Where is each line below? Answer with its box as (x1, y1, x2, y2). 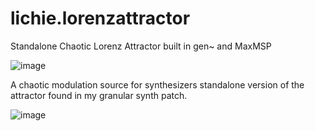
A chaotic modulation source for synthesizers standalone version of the (10, 78, 305, 91)
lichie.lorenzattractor (10, 7, 191, 30)
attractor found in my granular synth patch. (10, 89, 188, 101)
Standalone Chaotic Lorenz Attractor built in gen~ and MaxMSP (10, 40, 272, 52)
